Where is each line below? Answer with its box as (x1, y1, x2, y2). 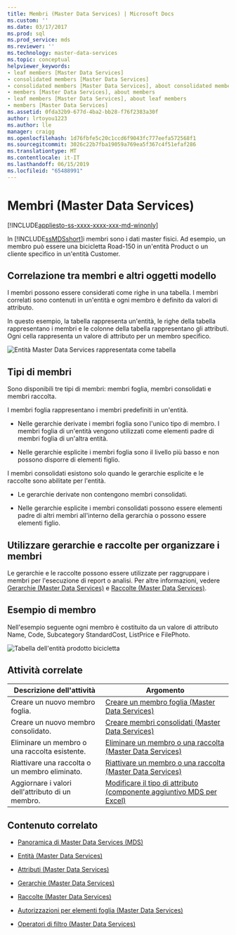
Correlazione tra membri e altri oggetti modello (7, 269, 216, 281)
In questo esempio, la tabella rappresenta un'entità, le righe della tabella (7, 317, 216, 326)
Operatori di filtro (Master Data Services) (17, 920, 136, 929)
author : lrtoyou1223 (7, 115, 68, 122)
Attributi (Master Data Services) (17, 865, 110, 874)
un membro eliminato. (11, 766, 83, 776)
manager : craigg (7, 128, 55, 135)
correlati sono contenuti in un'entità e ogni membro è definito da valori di (7, 296, 218, 305)
